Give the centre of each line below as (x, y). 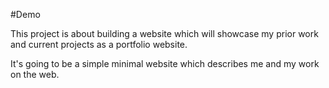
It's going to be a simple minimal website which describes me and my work (165, 63)
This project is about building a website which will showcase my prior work (164, 33)
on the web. (35, 74)
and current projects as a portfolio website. (99, 44)
